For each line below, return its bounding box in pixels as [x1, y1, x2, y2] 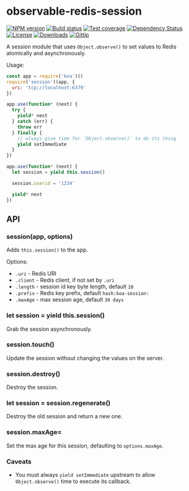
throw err [17, 124, 43, 130]
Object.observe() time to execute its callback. [15, 478, 132, 485]
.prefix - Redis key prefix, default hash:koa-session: [15, 290, 150, 297]
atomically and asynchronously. [6, 49, 86, 56]
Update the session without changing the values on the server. [6, 354, 164, 362]
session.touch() [6, 340, 55, 349]
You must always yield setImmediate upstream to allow [15, 471, 155, 479]
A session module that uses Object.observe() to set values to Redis [6, 43, 177, 50]
